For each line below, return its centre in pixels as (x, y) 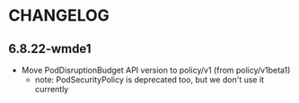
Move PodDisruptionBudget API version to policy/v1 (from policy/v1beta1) (156, 70)
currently (52, 89)
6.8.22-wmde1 (50, 49)
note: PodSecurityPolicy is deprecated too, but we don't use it (149, 80)
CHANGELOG (59, 16)
